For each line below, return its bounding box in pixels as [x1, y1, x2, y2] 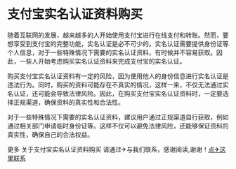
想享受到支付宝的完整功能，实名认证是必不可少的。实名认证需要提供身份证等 [7, 39, 229, 47]
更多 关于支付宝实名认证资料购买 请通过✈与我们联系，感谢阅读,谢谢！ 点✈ [7, 145, 220, 154]
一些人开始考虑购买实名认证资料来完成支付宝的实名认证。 [19, 57, 186, 65]
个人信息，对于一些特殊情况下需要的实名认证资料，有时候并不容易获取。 [7, 48, 216, 57]
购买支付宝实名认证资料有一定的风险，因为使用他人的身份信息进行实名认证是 [7, 71, 229, 80]
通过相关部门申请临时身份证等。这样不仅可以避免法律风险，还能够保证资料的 [7, 122, 229, 130]
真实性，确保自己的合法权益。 [7, 130, 93, 138]
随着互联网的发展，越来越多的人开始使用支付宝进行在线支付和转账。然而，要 [7, 31, 229, 39]
